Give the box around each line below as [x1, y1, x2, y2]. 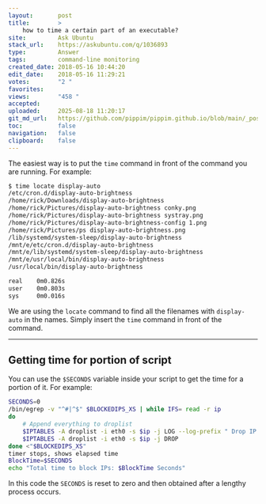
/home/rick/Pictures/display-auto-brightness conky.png [8, 204, 196, 212]
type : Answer [8, 48, 80, 56]
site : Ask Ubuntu [8, 33, 93, 42]
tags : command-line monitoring [8, 56, 140, 64]
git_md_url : [8, 115, 47, 123]
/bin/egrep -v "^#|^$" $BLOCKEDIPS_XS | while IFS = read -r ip [8, 405, 222, 414]
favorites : [8, 85, 44, 93]
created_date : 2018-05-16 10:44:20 [8, 63, 126, 71]
